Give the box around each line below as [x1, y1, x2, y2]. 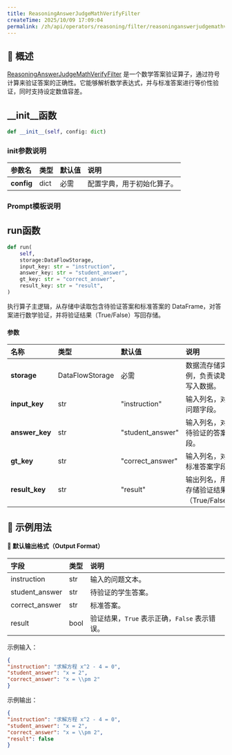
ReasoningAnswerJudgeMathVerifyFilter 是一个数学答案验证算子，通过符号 [7, 70, 220, 78]
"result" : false [7, 735, 54, 743]
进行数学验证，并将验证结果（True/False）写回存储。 [12, 311, 164, 319]
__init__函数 [7, 109, 57, 121]
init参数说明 [7, 146, 47, 156]
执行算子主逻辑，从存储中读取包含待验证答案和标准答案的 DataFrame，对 [7, 302, 215, 310]
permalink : [7, 23, 39, 30]
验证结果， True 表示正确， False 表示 [90, 613, 209, 623]
